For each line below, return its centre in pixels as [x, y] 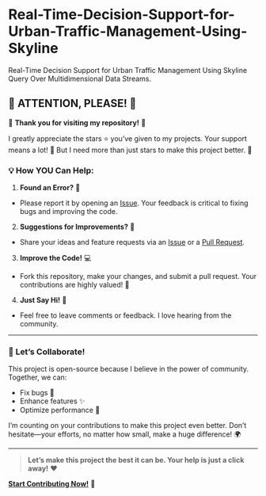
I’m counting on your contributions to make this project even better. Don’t [127, 425]
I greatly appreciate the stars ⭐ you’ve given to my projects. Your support [128, 138]
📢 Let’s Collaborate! [47, 352]
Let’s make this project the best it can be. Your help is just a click [136, 460]
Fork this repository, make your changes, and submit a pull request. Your [138, 277]
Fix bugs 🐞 [37, 393]
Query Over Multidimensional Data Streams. [80, 78]
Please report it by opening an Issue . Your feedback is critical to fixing [134, 203]
